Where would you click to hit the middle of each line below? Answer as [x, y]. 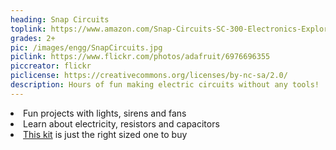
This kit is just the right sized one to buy [105, 134]
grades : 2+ [33, 38]
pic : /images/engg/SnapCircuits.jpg [86, 47]
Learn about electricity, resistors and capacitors [121, 123]
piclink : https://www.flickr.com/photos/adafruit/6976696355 [140, 57]
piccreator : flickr [51, 66]
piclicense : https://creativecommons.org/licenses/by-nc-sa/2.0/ [149, 76]
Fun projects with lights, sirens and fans [105, 113]
